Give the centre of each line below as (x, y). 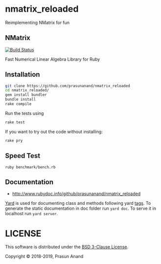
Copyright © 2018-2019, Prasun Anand (44, 256)
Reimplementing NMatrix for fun (37, 22)
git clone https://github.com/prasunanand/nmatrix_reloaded (68, 86)
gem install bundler (26, 95)
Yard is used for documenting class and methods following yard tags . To (78, 203)
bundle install (21, 99)
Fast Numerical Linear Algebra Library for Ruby (53, 59)
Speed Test (23, 156)
